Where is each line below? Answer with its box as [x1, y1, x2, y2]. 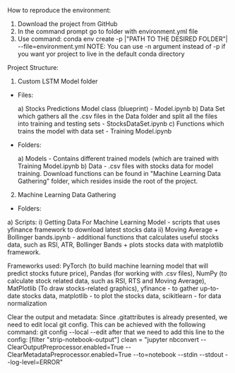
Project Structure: [7, 64, 59, 71]
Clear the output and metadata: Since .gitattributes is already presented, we [7, 313, 228, 321]
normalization [7, 300, 47, 307]
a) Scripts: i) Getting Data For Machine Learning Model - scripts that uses [7, 218, 221, 226]
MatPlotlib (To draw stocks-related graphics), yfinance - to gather [7, 284, 199, 292]
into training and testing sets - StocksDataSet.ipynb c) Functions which [17, 119, 224, 128]
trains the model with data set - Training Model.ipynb [17, 127, 171, 135]
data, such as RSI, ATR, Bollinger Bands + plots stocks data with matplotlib [7, 240, 224, 249]
